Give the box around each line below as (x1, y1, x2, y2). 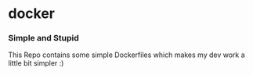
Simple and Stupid (8, 33, 80, 44)
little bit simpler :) (8, 59, 64, 68)
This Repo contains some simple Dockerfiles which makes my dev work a (8, 50, 245, 59)
